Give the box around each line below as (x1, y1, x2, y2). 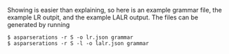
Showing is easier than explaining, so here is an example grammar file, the (7, 6, 223, 14)
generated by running (7, 21, 70, 28)
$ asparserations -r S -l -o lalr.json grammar (7, 40, 150, 47)
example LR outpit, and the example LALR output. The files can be (7, 13, 199, 21)
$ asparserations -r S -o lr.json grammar (7, 34, 133, 41)
